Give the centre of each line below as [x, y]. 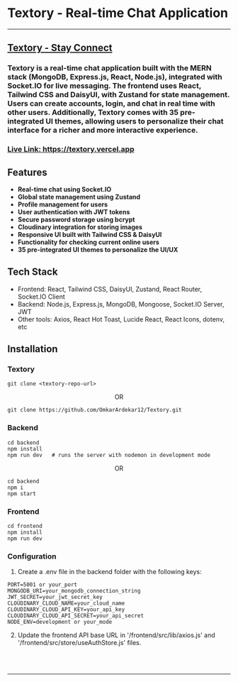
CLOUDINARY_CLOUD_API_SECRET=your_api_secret [75, 616]
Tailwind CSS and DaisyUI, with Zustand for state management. [119, 95]
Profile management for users [63, 204]
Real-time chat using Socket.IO [64, 189]
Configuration [32, 556]
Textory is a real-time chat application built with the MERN [109, 68]
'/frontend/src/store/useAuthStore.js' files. [79, 643]
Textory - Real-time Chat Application [118, 13]
